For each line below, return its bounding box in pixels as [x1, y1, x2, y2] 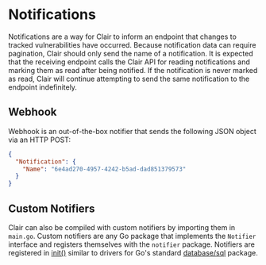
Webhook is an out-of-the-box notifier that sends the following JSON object [8, 126, 256, 136]
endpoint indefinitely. [8, 82, 78, 92]
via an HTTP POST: [8, 135, 71, 144]
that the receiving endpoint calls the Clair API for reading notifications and [8, 57, 250, 67]
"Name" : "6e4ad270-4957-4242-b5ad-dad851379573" [22, 165, 187, 173]
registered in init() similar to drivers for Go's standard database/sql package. [8, 248, 258, 257]
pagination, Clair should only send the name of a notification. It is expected [8, 48, 254, 58]
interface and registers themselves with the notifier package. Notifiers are [8, 240, 256, 249]
